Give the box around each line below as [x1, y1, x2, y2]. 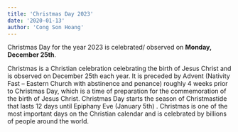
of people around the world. [7, 117, 90, 126]
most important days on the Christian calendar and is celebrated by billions [7, 109, 227, 118]
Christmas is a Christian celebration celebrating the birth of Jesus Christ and [7, 65, 232, 73]
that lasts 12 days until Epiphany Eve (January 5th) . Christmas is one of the [7, 102, 228, 111]
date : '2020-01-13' [7, 17, 65, 24]
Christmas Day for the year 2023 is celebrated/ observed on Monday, [7, 43, 212, 52]
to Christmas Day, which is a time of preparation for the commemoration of [7, 87, 227, 96]
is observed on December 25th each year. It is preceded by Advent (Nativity [7, 72, 231, 80]
